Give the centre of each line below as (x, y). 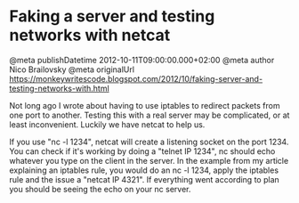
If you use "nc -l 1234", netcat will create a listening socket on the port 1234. (149, 142)
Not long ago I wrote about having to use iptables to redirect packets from (145, 105)
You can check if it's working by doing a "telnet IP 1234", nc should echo (142, 151)
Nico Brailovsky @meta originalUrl (72, 69)
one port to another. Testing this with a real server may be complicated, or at (149, 115)
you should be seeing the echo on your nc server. (100, 189)
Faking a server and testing (112, 16)
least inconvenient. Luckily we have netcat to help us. (107, 124)
